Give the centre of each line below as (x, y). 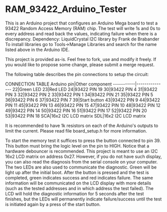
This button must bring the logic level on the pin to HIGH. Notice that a (77, 145)
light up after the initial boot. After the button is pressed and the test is (77, 172)
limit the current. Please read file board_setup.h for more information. (76, 130)
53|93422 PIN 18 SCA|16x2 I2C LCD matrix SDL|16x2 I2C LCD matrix (76, 115)
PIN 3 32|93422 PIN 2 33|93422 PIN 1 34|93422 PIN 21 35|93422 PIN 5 (79, 94)
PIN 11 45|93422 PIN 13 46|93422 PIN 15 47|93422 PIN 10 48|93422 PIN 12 (83, 105)
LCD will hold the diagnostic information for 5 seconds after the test (75, 193)
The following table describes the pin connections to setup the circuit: (77, 74)
